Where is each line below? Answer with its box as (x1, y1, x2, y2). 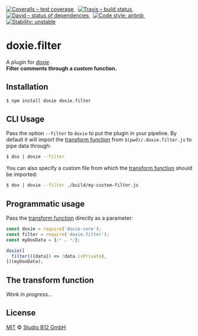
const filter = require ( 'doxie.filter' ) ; (6, 231, 110, 237)
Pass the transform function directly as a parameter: (6, 215, 134, 222)
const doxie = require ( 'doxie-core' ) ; (6, 226, 102, 232)
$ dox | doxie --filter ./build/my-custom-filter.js (6, 183, 139, 188)
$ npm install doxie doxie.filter (6, 98, 92, 104)
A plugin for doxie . (6, 58, 51, 65)
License (6, 308, 36, 318)
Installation (6, 82, 48, 92)
